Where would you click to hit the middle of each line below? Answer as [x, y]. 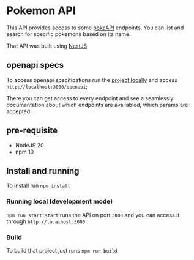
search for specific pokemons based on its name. [69, 34]
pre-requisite [32, 131]
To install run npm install [39, 186]
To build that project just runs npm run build [62, 250]
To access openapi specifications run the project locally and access [92, 80]
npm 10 [24, 152]
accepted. [19, 111]
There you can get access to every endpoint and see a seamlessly [90, 98]
